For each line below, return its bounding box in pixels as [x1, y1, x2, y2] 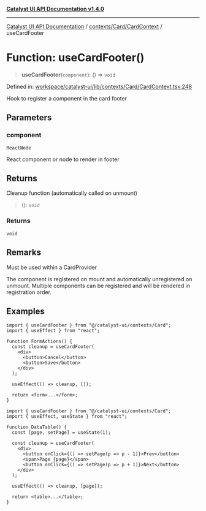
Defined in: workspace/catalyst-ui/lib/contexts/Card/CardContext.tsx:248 [6, 83, 192, 90]
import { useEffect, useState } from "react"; [6, 414, 128, 420]
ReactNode [6, 145, 32, 151]
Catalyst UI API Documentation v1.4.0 [6, 6, 104, 12]
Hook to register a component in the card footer [6, 94, 128, 102]
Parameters [6, 113, 52, 123]
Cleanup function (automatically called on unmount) [6, 189, 138, 197]
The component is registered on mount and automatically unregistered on [6, 275, 193, 282]
